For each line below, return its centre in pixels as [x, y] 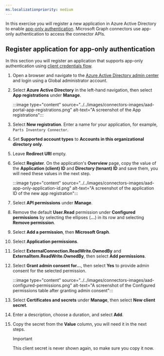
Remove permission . [34, 223]
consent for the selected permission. [49, 271]
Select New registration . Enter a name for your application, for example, [85, 124]
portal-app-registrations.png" [42, 110]
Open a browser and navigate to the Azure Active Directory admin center [86, 76]
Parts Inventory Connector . [40, 130]
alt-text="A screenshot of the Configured [114, 285]
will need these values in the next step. [52, 174]
